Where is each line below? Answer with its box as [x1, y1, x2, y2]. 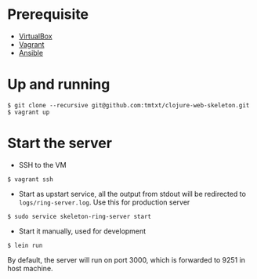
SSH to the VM [18, 160, 67, 169]
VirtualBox [18, 31, 52, 41]
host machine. [7, 263, 53, 273]
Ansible [18, 48, 44, 57]
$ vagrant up [7, 108, 50, 116]
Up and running [7, 76, 110, 93]
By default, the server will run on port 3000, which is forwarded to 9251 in [7, 255, 246, 264]
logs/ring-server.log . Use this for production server [18, 197, 190, 207]
